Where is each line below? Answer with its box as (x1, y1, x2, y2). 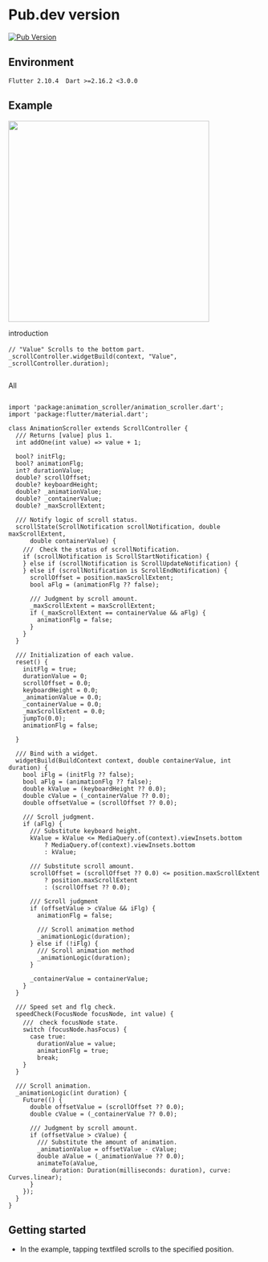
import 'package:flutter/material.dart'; (8, 410, 149, 418)
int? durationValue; (15, 467, 84, 475)
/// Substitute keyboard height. (29, 827, 142, 835)
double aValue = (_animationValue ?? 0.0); (37, 1152, 185, 1160)
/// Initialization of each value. (15, 651, 135, 659)
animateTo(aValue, (37, 1159, 99, 1167)
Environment (8, 55, 75, 69)
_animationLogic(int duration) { (15, 1088, 128, 1097)
